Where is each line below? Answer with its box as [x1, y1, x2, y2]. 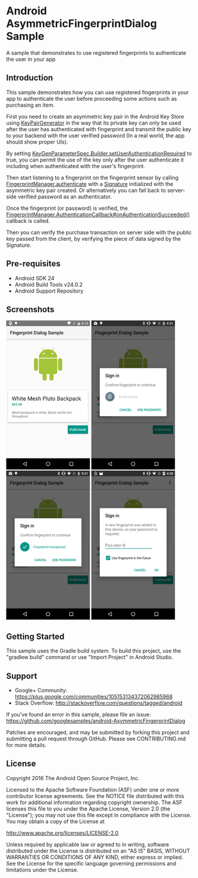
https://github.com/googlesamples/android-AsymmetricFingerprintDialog [6, 717, 186, 724]
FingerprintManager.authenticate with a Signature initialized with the [6, 180, 174, 187]
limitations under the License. [6, 866, 78, 873]
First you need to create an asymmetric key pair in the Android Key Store [6, 113, 184, 120]
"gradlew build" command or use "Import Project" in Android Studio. [6, 654, 174, 661]
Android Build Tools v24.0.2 [14, 281, 83, 288]
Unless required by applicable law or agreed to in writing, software [6, 840, 169, 848]
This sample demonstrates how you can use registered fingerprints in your [6, 88, 189, 96]
